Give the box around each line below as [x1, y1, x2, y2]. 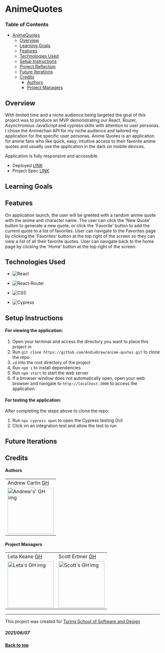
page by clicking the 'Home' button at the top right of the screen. [5, 243, 137, 250]
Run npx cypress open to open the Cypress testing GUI [12, 418, 123, 424]
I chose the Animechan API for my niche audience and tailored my [5, 128, 139, 134]
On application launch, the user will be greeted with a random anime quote [5, 212, 156, 218]
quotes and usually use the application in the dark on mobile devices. [5, 144, 145, 149]
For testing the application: [5, 397, 61, 403]
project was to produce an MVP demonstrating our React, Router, [5, 117, 137, 123]
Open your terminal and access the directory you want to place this [12, 338, 149, 344]
